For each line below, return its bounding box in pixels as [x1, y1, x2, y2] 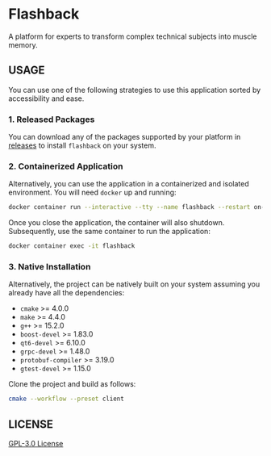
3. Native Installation [8, 261, 91, 273]
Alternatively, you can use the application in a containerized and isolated [8, 179, 250, 189]
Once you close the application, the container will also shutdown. [8, 218, 225, 228]
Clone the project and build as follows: [8, 379, 136, 389]
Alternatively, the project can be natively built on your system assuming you [8, 279, 261, 289]
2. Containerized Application [8, 161, 123, 172]
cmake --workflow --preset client [8, 395, 125, 404]
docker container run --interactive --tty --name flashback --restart [8, 203, 251, 211]
